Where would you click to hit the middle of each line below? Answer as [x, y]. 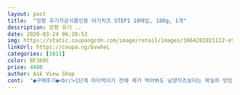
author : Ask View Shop [41, 74]
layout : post [27, 14]
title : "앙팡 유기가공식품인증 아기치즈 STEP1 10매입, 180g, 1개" [97, 21]
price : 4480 [25, 67]
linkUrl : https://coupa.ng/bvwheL [59, 47]
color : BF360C [29, 61]
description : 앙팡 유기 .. [45, 27]
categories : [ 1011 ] [36, 54]
